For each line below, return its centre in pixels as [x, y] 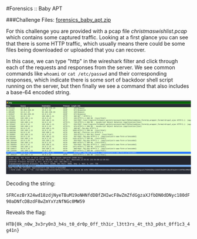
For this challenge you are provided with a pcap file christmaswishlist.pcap [97, 31]
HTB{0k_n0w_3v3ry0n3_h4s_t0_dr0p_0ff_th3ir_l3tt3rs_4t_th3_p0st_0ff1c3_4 [98, 224]
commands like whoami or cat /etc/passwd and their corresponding [86, 74]
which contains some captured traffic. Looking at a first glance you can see [97, 37]
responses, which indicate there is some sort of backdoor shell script [89, 80]
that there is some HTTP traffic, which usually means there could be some [96, 44]
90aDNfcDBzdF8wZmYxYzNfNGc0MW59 [45, 202]
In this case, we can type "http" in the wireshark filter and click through [92, 61]
